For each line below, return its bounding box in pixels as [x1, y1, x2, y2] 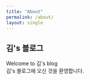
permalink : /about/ [6, 14, 54, 20]
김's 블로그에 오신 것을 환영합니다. [6, 68, 84, 75]
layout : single [6, 20, 44, 25]
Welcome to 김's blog [6, 60, 58, 67]
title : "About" [6, 8, 44, 15]
